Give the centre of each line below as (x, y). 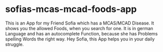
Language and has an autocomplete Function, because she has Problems (82, 33)
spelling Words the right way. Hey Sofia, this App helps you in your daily (80, 39)
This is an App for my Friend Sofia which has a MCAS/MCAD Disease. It (80, 23)
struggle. (15, 44)
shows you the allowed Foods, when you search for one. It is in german (79, 28)
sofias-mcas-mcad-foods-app (71, 9)
